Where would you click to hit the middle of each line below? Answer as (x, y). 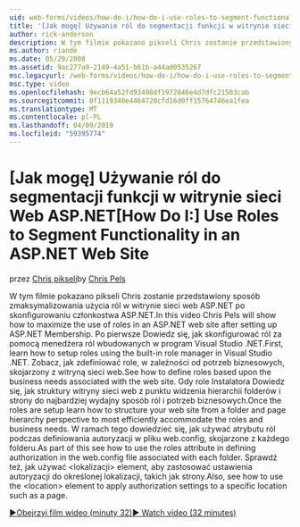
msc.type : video (39, 84)
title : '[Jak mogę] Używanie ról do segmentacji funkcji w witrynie (139, 26)
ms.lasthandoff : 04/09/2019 (62, 126)
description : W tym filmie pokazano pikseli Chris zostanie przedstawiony (151, 42)
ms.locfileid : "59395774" (57, 134)
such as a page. (39, 495)
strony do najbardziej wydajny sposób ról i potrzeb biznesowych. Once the (146, 400)
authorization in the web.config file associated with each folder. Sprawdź (143, 457)
